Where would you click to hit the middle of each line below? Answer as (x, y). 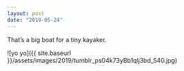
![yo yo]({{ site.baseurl (39, 53)
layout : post (26, 13)
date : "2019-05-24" (35, 20)
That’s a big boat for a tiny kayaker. (57, 39)
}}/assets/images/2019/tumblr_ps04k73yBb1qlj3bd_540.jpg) (92, 60)
